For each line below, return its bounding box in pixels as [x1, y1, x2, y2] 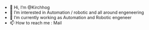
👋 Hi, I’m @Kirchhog [9, 5, 50, 10]
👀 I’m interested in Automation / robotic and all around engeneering [9, 10, 144, 15]
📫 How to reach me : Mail [9, 20, 62, 26]
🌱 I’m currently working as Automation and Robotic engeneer [9, 15, 132, 20]
